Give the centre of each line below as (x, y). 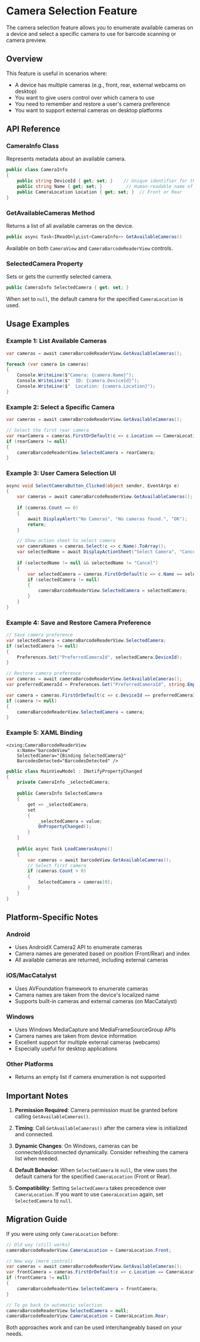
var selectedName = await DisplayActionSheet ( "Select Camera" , (97, 552)
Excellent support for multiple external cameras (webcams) (87, 1042)
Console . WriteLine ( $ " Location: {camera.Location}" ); (86, 386)
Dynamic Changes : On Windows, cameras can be (76, 1146)
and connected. (34, 1134)
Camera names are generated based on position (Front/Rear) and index (102, 954)
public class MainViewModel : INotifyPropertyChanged (74, 771)
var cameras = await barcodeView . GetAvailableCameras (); (99, 860)
